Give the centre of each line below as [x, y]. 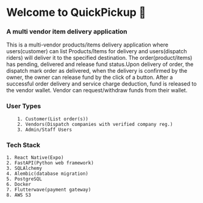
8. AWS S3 [19, 195]
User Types [24, 106]
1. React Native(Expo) [35, 158]
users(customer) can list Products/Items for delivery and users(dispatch [97, 51]
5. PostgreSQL [24, 179]
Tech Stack [23, 145]
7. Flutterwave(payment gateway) [49, 190]
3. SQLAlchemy [24, 168]
